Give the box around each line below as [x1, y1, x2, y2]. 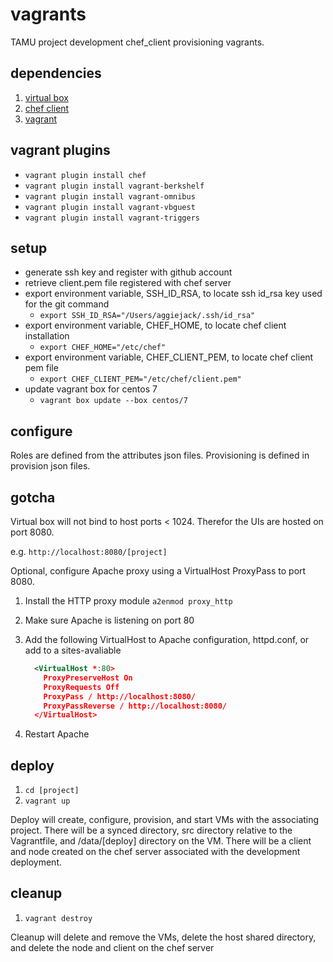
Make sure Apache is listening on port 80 [24, 614, 195, 626]
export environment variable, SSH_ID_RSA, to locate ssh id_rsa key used [24, 288, 323, 300]
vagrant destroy [24, 913, 93, 923]
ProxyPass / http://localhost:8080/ [43, 691, 196, 702]
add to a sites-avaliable [24, 644, 122, 656]
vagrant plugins [10, 142, 111, 159]
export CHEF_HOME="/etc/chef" [39, 343, 167, 353]
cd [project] [24, 786, 80, 796]
